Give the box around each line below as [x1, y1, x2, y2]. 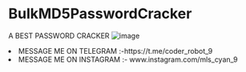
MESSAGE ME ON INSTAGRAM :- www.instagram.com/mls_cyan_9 [18, 55, 238, 64]
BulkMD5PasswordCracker [8, 5, 192, 23]
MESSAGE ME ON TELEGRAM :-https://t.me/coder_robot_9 [18, 46, 213, 55]
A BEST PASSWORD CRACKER [8, 31, 110, 40]
